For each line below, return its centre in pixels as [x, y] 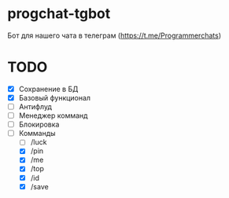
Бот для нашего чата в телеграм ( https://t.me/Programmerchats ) [114, 35]
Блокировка [39, 125]
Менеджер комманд [53, 115]
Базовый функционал [55, 97]
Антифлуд [35, 106]
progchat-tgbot [59, 14]
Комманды [37, 134]
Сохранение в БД [48, 89]
